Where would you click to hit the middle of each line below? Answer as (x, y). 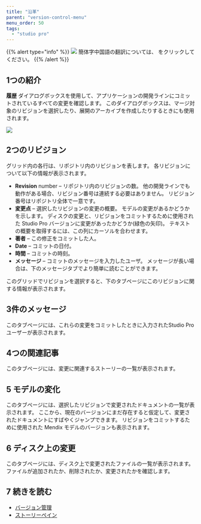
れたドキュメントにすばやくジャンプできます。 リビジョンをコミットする (96, 420)
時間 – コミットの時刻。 (44, 253)
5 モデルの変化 (33, 389)
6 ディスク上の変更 (41, 448)
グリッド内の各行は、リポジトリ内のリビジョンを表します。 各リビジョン (96, 165)
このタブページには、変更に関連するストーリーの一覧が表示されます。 (92, 369)
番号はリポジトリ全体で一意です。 (57, 201)
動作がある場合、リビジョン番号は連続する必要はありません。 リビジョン (105, 193)
